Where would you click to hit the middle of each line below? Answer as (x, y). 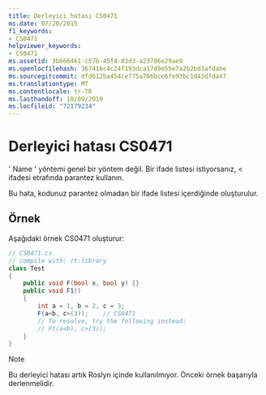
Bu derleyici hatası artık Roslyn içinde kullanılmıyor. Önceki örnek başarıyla (133, 375)
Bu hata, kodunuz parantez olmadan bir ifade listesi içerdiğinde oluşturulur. (133, 193)
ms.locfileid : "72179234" (52, 106)
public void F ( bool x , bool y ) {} (81, 283)
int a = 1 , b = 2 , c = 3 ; (82, 306)
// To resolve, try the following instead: (112, 321)
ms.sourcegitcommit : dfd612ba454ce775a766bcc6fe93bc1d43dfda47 (118, 76)
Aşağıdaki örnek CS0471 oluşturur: (66, 238)
